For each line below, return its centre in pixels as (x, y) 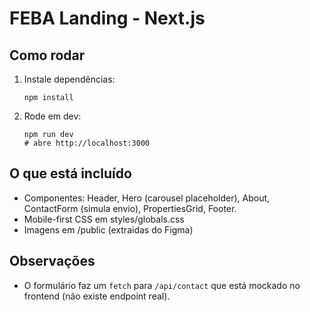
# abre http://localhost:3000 (87, 143)
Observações (52, 261)
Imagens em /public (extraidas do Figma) (108, 229)
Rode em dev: (52, 116)
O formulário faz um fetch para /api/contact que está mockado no (162, 285)
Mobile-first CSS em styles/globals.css (104, 219)
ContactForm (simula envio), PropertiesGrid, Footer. (130, 208)
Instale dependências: (69, 79)
